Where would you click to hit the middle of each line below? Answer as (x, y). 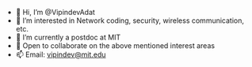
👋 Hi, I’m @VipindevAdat (55, 12)
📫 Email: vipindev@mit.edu (61, 54)
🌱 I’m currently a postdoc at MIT (68, 37)
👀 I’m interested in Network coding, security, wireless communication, (130, 20)
